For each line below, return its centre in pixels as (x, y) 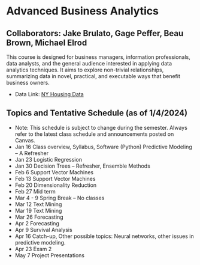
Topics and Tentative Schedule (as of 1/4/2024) (97, 113)
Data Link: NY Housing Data (49, 94)
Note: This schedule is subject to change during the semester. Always (101, 127)
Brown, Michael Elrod (47, 42)
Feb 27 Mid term (35, 191)
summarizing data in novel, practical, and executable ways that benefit (93, 76)
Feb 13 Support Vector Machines (55, 178)
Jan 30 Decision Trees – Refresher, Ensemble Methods (83, 166)
